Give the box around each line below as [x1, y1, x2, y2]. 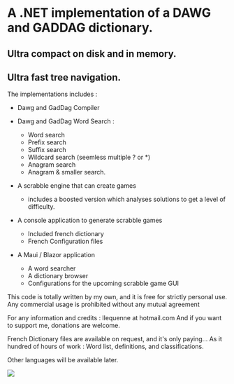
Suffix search [27, 146, 66, 154]
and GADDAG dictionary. [7, 20, 154, 36]
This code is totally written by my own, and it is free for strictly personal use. [7, 293, 228, 301]
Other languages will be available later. [7, 356, 119, 364]
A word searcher [27, 264, 76, 273]
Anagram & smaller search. [27, 168, 106, 177]
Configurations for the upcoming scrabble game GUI [27, 279, 180, 288]
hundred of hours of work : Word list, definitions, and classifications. [7, 342, 204, 351]
